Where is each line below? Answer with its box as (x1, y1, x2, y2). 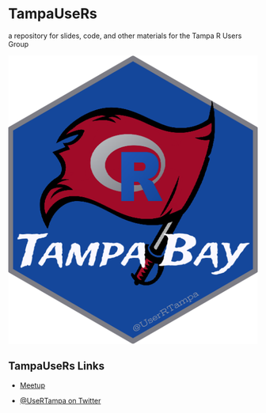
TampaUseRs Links (8, 359, 105, 373)
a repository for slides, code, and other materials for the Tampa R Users (8, 31, 242, 40)
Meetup (19, 381, 46, 390)
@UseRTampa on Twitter (19, 396, 101, 405)
